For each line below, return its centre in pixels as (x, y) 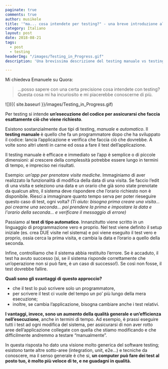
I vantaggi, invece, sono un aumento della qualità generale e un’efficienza (83, 314)
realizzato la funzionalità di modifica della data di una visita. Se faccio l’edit (82, 180)
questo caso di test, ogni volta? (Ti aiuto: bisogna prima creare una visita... (82, 202)
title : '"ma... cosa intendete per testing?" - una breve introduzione (81, 24)
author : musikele (23, 19)
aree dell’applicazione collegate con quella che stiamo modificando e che (81, 330)
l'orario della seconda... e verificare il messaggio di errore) (66, 212)
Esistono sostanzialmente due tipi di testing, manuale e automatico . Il (77, 129)
